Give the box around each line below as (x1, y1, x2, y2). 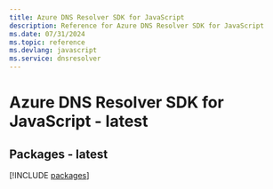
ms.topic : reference (9, 37, 86, 47)
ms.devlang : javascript (9, 46, 98, 55)
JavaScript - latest (9, 112, 149, 131)
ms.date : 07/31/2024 (9, 29, 86, 38)
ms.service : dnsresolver (9, 54, 101, 63)
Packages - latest (9, 146, 108, 161)
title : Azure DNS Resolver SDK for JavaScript (9, 12, 185, 22)
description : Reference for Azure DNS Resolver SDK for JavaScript (9, 21, 265, 30)
